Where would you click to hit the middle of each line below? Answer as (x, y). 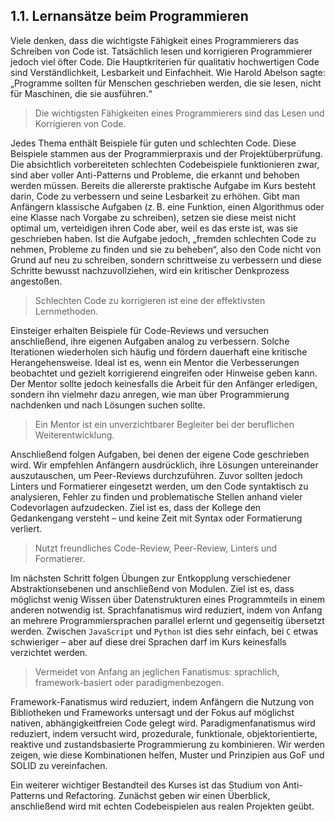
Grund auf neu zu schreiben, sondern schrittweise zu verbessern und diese (166, 260)
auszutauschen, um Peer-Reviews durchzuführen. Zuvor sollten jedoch (156, 475)
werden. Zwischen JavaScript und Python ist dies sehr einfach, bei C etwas (164, 631)
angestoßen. (36, 281)
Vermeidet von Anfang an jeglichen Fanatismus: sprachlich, (157, 671)
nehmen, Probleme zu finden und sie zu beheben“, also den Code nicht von (166, 249)
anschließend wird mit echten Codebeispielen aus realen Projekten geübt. (162, 806)
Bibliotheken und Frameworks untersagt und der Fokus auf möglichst (152, 712)
